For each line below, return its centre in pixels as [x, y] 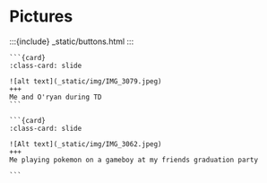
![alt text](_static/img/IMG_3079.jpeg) [86, 81]
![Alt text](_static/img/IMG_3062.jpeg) [86, 144]
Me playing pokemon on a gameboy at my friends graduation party [133, 160]
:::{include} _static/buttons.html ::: [72, 41]
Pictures [41, 17]
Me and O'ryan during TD [56, 97]
